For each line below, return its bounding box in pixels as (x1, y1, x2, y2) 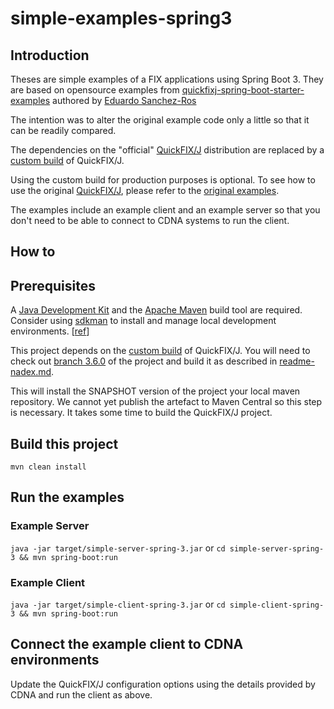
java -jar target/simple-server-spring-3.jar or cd (10, 542, 226, 554)
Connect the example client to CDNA (10, 636, 244, 653)
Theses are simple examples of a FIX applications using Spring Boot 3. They (10, 73, 324, 85)
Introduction (10, 47, 90, 64)
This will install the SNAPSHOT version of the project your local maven (10, 385, 301, 397)
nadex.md (10, 366, 52, 378)
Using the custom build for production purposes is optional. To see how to (10, 174, 316, 186)
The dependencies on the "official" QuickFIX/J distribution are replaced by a (10, 144, 325, 156)
